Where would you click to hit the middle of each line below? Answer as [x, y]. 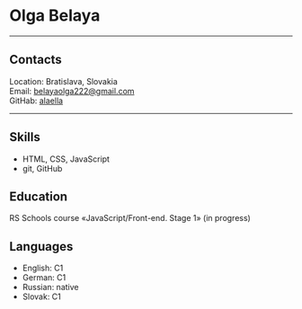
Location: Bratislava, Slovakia [64, 81]
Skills [25, 137]
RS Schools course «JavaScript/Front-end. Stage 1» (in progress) [130, 218]
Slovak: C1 [41, 296]
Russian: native [50, 287]
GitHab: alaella [36, 101]
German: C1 [44, 278]
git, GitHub [42, 168]
